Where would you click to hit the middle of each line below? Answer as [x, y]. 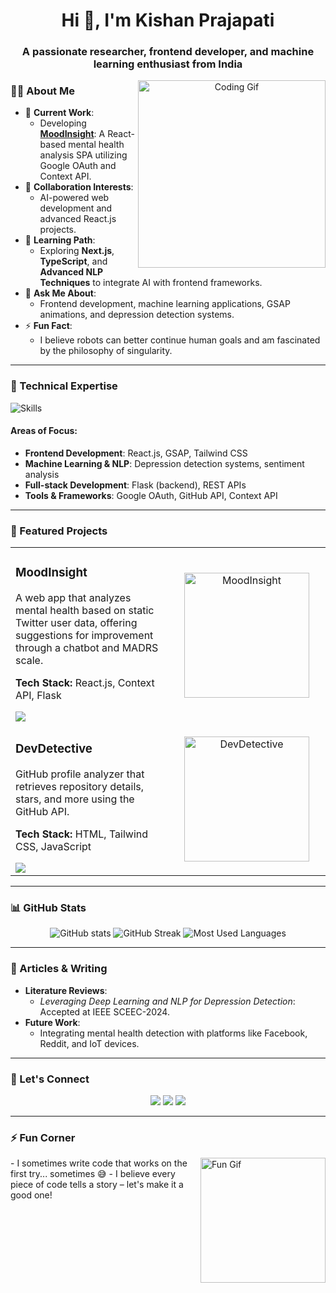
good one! [31, 1195]
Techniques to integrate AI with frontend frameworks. [151, 283]
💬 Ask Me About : [60, 293]
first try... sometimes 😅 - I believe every [93, 1174]
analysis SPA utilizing [83, 155]
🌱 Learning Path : [60, 240]
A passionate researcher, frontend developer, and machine [168, 52]
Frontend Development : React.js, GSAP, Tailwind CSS [136, 453]
